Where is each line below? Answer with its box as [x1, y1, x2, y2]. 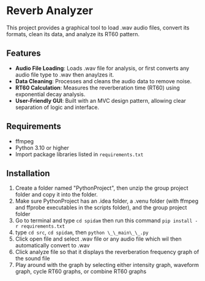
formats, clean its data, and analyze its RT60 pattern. [6, 30, 140, 37]
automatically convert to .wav [15, 242, 90, 249]
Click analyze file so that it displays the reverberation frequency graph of [15, 249, 199, 256]
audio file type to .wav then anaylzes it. [15, 71, 114, 78]
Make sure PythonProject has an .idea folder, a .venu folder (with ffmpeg [15, 197, 199, 205]
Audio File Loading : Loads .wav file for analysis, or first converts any [15, 64, 190, 72]
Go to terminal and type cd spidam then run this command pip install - [15, 217, 198, 224]
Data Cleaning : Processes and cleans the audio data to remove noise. [15, 77, 192, 84]
